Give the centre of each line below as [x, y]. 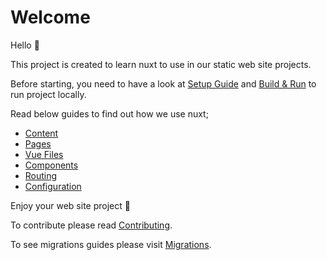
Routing [41, 175]
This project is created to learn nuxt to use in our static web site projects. [161, 64]
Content [41, 133]
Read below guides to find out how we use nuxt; [109, 113]
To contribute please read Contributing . [91, 225]
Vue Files [44, 154]
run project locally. [48, 94]
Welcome [50, 17]
